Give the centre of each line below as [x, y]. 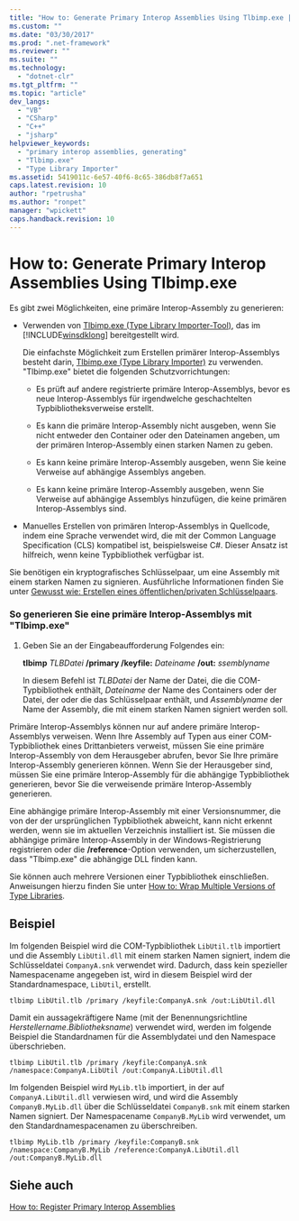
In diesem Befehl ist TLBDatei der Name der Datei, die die [129, 680]
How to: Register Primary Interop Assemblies [92, 1207]
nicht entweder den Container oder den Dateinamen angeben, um [158, 435]
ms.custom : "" [36, 26]
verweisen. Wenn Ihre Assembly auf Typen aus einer [150, 736]
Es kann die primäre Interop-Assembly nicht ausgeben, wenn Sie [156, 426]
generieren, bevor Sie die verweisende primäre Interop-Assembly [131, 784]
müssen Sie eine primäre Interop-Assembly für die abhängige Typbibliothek [149, 774]
